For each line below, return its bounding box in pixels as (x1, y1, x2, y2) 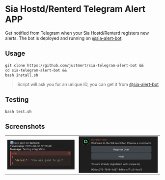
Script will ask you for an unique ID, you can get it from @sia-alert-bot (17, 81, 159, 87)
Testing (5, 95, 29, 104)
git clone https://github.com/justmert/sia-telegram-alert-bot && (5, 63, 144, 68)
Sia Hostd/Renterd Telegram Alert (5, 3, 146, 15)
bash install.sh (5, 72, 38, 78)
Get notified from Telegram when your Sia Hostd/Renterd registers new (5, 30, 149, 36)
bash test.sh (5, 109, 32, 114)
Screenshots (5, 122, 45, 131)
